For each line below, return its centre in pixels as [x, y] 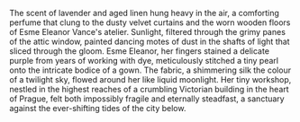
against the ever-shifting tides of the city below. [98, 108]
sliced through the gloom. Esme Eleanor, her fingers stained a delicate [140, 51]
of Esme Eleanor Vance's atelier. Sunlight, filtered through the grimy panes [148, 32]
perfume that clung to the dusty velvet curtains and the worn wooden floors [150, 22]
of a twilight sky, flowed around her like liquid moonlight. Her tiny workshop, [150, 79]
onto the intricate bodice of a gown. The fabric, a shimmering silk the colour [150, 70]
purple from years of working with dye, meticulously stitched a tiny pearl [144, 61]
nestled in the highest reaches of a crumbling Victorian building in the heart [150, 89]
